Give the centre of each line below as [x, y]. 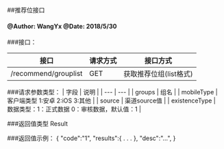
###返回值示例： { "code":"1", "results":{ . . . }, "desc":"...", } [91, 138]
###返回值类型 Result [38, 124]
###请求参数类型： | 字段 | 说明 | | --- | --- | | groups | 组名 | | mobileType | [112, 92]
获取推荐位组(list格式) [158, 74]
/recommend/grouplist [47, 74]
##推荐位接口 [26, 10]
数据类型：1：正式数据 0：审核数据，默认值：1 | [74, 109]
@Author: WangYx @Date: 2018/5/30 [62, 26]
